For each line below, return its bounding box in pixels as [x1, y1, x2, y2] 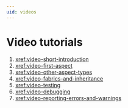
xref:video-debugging [15, 88, 71, 95]
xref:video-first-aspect [15, 62, 73, 69]
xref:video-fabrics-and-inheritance [15, 74, 104, 82]
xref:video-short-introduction [15, 56, 90, 63]
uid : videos [6, 9, 37, 15]
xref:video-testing [15, 81, 61, 88]
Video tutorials [6, 35, 84, 49]
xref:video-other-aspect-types [15, 68, 93, 76]
